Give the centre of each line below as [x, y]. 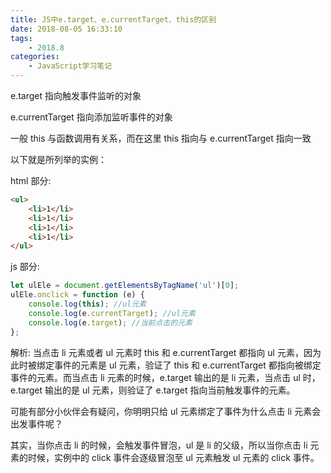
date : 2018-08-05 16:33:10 [66, 29]
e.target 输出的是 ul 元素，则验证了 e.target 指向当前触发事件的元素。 [153, 390]
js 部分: [25, 267]
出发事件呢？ [36, 423]
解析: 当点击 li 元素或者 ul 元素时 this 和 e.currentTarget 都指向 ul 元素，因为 [166, 352]
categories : [35, 57]
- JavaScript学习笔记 [70, 66]
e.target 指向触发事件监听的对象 [76, 95]
